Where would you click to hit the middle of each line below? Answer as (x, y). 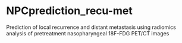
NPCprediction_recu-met (69, 11)
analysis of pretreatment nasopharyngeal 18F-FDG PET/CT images (88, 33)
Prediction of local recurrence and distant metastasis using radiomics (91, 27)
